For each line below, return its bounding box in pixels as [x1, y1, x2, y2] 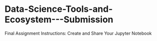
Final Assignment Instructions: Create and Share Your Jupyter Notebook [4, 30, 152, 36]
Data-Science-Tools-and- [4, 3, 113, 15]
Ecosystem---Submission [4, 14, 113, 25]
